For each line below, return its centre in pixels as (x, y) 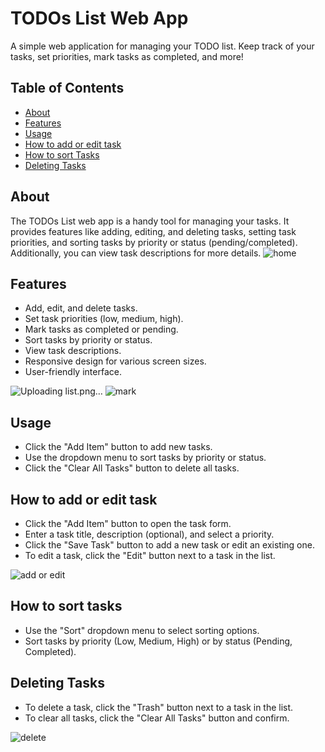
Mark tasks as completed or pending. (101, 329)
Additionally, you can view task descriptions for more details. (136, 253)
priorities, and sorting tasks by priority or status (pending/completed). (154, 242)
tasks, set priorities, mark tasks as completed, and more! (127, 56)
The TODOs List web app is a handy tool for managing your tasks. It (150, 221)
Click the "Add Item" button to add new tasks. (118, 447)
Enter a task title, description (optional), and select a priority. (149, 534)
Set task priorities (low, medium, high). (104, 319)
